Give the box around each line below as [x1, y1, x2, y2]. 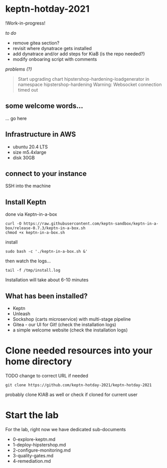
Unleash [12, 310, 31, 317]
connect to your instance [5, 169, 87, 178]
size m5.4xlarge [12, 149, 47, 155]
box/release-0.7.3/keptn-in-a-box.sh [5, 226, 86, 231]
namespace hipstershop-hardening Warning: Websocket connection [17, 81, 162, 87]
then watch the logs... [5, 258, 51, 264]
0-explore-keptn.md [12, 436, 56, 442]
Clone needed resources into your [5, 345, 153, 356]
